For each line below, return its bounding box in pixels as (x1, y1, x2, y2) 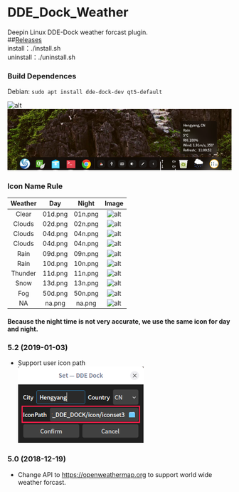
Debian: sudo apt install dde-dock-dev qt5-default (7, 87, 162, 96)
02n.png (73, 219, 99, 228)
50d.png (42, 289, 68, 297)
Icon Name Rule (7, 181, 63, 191)
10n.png (73, 259, 99, 267)
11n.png (73, 269, 99, 278)
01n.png (73, 210, 99, 218)
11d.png (42, 269, 68, 278)
